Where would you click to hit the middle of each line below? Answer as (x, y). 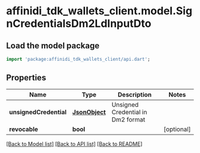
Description (135, 95)
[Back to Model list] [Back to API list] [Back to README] (74, 143)
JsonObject (89, 112)
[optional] (177, 129)
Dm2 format (129, 119)
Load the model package (53, 46)
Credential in (129, 112)
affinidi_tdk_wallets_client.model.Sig (99, 11)
